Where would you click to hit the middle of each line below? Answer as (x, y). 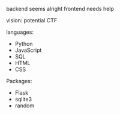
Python (24, 44)
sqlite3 (23, 99)
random (25, 106)
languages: (20, 32)
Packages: (19, 81)
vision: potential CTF (32, 20)
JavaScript (28, 50)
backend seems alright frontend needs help (60, 9)
